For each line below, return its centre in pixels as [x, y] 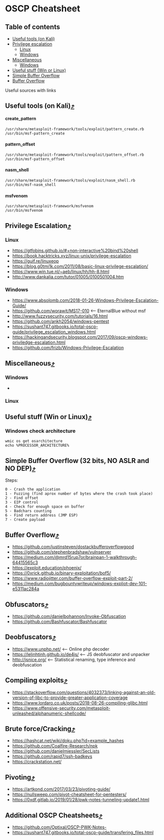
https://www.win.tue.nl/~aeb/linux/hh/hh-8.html [61, 271]
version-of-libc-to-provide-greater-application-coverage [70, 698]
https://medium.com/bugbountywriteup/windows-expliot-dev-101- [80, 584]
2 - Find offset [22, 498]
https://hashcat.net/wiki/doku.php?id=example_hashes [68, 741]
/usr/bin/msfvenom [24, 211]
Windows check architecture [40, 431]
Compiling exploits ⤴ [36, 680]
